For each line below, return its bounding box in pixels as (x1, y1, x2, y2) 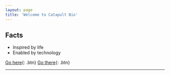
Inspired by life (12, 44, 44, 51)
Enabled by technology (12, 50, 61, 56)
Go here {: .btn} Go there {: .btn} (5, 59, 70, 66)
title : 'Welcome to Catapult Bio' (5, 12, 78, 17)
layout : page (5, 7, 33, 13)
